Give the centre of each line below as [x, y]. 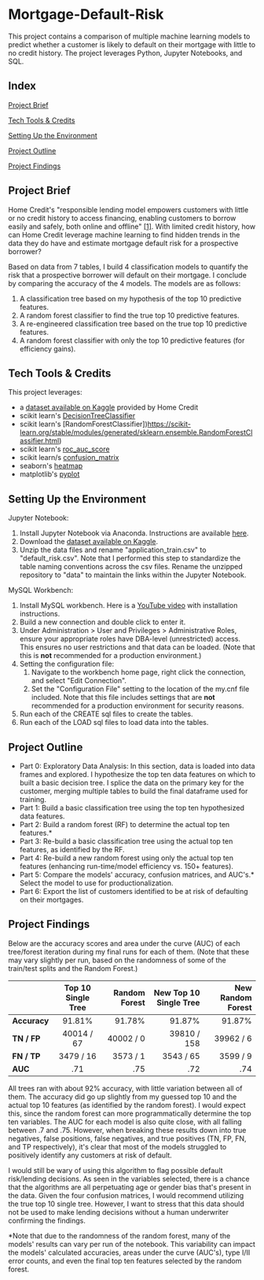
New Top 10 [177, 992]
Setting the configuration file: [67, 664]
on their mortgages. [51, 899]
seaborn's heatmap [51, 466]
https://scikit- [169, 424]
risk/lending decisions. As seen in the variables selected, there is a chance [129, 1179]
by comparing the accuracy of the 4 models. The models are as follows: [125, 283]
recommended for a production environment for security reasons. [137, 706]
